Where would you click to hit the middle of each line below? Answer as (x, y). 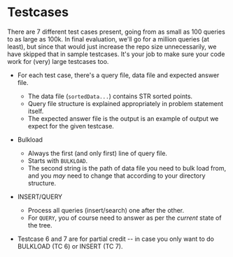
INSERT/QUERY (40, 197)
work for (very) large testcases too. (58, 61)
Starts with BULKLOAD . (58, 160)
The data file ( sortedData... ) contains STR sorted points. (110, 96)
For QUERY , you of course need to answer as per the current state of (125, 218)
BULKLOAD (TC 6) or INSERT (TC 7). (70, 246)
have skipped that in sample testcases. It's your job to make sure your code (116, 54)
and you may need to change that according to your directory (116, 176)
